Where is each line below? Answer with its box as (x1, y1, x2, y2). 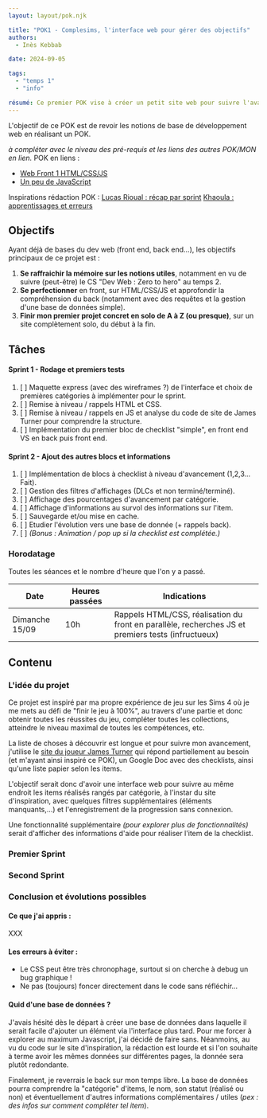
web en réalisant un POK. (8, 129, 91, 139)
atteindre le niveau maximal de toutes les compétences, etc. (8, 723, 205, 733)
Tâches (8, 342, 46, 356)
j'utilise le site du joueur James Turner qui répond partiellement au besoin (8, 747, 250, 756)
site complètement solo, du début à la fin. (19, 319, 157, 329)
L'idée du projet (8, 679, 70, 690)
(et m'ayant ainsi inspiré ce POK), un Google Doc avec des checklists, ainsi (8, 756, 253, 765)
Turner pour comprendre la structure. (19, 416, 142, 426)
